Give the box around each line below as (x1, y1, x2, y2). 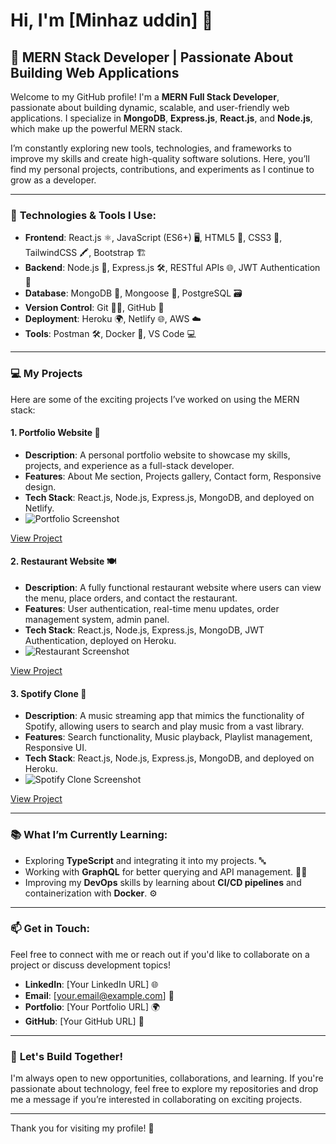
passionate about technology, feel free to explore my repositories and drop (10, 1083, 319, 1095)
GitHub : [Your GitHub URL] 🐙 (24, 1015, 145, 1027)
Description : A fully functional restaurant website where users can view (24, 582, 322, 593)
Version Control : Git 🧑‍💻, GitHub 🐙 (24, 302, 165, 314)
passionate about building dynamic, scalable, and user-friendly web (10, 102, 290, 113)
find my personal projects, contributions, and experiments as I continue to (10, 164, 315, 175)
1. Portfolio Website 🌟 (10, 427, 101, 439)
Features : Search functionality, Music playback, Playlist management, (24, 731, 313, 743)
